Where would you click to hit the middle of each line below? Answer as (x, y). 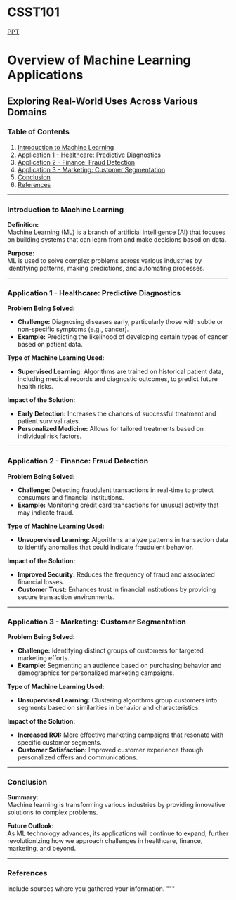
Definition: (23, 225)
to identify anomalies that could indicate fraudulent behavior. (105, 547)
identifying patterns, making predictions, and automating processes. (106, 269)
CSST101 (33, 12)
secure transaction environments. (66, 597)
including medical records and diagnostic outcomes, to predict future (117, 379)
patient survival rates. (49, 421)
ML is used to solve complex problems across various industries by (105, 261)
